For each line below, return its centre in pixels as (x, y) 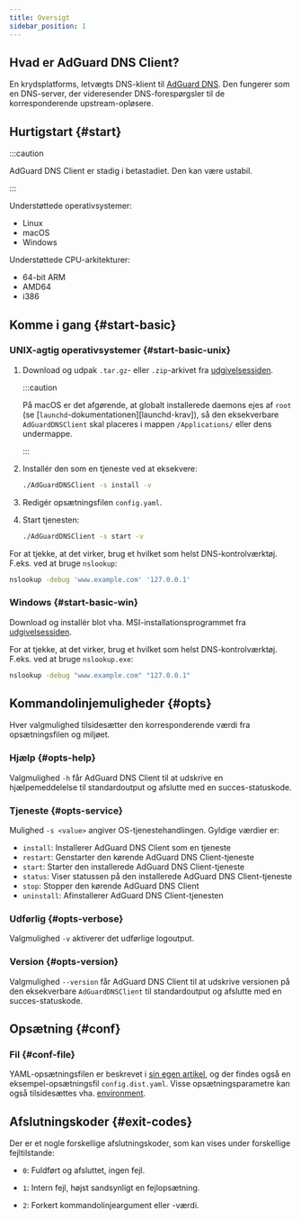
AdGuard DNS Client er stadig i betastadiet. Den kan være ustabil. (131, 171)
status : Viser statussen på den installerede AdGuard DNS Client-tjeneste (157, 877)
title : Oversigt (40, 18)
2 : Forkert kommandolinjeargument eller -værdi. (111, 1205)
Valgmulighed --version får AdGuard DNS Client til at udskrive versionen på (150, 981)
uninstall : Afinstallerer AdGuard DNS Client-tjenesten (123, 896)
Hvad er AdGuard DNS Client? (94, 63)
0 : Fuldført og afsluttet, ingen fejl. (84, 1170)
